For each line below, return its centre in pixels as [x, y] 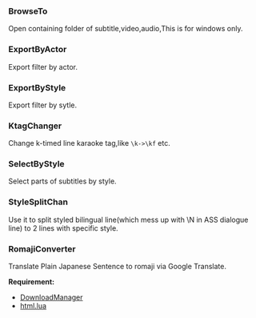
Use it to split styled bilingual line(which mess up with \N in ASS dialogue [128, 219]
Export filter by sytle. [43, 105]
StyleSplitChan [38, 202]
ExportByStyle [37, 87]
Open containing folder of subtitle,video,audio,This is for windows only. [126, 29]
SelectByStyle [37, 164]
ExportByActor [38, 50]
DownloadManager [51, 297]
